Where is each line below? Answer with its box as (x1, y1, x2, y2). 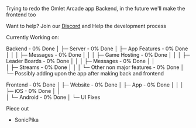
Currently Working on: (6, 34, 60, 40)
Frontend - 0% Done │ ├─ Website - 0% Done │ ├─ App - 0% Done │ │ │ (6, 81, 184, 88)
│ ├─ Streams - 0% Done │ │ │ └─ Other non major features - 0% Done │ (6, 64, 184, 71)
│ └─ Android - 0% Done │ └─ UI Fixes (6, 94, 101, 101)
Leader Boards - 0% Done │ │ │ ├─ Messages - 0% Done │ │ (6, 58, 155, 64)
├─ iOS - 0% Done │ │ (6, 88, 60, 94)
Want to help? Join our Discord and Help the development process (6, 23, 167, 29)
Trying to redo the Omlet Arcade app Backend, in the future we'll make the (6, 5, 185, 12)
